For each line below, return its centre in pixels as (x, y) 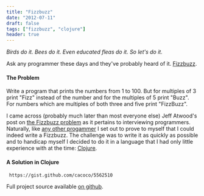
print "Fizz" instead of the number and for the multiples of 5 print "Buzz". (98, 97)
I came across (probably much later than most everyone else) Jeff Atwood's (102, 116)
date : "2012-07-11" (31, 18)
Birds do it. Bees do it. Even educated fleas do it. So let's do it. (84, 52)
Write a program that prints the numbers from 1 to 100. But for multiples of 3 (101, 91)
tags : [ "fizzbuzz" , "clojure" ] (46, 29)
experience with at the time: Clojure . (52, 148)
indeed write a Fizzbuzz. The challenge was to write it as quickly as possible (102, 135)
